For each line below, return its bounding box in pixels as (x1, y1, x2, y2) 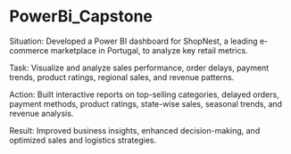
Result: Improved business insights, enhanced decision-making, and (9, 125, 261, 135)
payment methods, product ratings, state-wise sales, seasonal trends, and (9, 98, 283, 109)
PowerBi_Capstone (9, 6, 154, 27)
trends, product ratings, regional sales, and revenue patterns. (9, 71, 235, 82)
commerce (9, 45, 49, 55)
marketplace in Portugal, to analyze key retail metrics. (50, 45, 248, 55)
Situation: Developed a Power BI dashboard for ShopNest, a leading (9, 36, 258, 46)
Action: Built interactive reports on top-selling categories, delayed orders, (9, 89, 279, 100)
